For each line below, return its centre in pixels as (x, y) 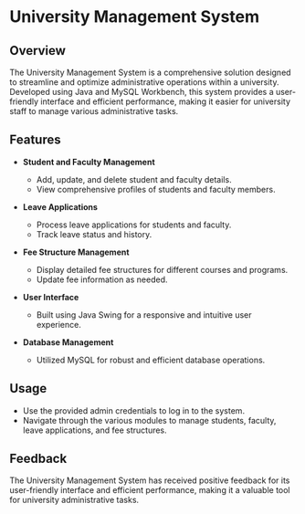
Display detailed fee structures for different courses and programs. (162, 269)
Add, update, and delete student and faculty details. (134, 179)
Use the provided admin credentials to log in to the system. (133, 410)
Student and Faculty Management (89, 162)
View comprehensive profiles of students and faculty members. (156, 189)
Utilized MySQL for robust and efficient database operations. (151, 360)
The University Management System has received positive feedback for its (150, 480)
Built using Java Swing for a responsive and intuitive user (144, 315)
